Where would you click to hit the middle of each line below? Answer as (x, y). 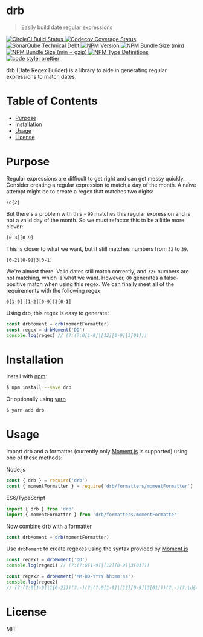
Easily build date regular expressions (67, 27)
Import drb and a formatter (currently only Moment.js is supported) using (97, 452)
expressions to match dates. (41, 76)
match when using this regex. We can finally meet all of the (100, 284)
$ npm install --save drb (39, 388)
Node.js (16, 470)
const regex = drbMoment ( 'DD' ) (46, 330)
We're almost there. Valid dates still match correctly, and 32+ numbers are (98, 271)
